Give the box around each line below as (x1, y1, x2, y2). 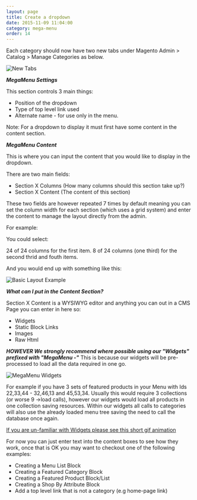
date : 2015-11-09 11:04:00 (6, 20, 73, 26)
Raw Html (14, 336, 39, 343)
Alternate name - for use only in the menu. (14, 112, 119, 119)
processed (6, 360, 33, 368)
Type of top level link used (14, 106, 80, 113)
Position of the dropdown (14, 99, 77, 107)
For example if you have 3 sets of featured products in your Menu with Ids (6, 384, 187, 391)
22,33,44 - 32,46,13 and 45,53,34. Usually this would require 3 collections (6, 390, 188, 397)
